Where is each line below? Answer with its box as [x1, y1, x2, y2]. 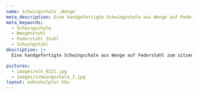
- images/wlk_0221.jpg [11, 68, 67, 74]
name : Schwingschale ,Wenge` [6, 8, 78, 15]
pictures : [6, 63, 31, 69]
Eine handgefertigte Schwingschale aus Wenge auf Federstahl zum [11, 52, 176, 58]
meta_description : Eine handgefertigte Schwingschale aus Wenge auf [6, 14, 178, 20]
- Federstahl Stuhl [11, 36, 60, 42]
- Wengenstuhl [11, 31, 46, 36]
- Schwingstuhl [11, 42, 49, 48]
